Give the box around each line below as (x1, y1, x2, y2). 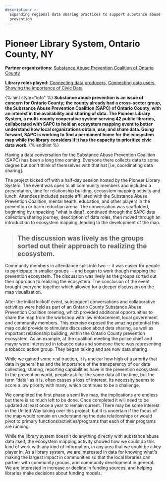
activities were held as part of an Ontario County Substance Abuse (5, 304, 142, 310)
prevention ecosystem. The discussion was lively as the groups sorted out (5, 273, 157, 279)
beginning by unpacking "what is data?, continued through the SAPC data (5, 209, 156, 215)
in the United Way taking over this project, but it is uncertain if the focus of (5, 408, 157, 414)
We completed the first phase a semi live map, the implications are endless (5, 392, 158, 398)
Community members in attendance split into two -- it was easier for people (5, 263, 160, 269)
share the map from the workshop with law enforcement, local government (5, 315, 158, 321)
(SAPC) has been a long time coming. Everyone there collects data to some (5, 157, 159, 163)
